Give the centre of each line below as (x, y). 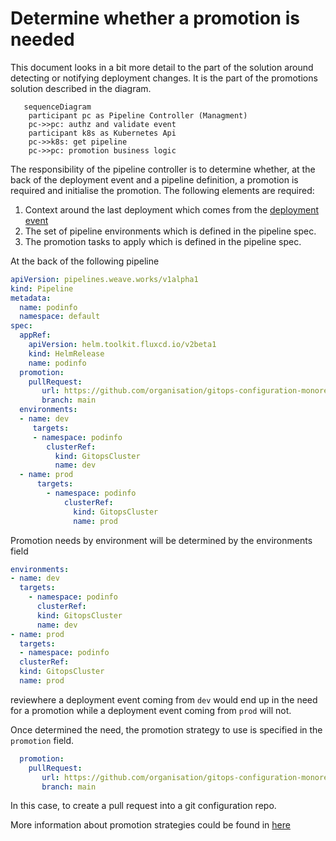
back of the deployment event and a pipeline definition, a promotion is (154, 179)
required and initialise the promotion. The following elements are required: (162, 190)
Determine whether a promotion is (155, 18)
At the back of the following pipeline (85, 261)
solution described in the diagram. (81, 88)
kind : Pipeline (42, 288)
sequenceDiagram (57, 107)
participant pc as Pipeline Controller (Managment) (138, 115)
